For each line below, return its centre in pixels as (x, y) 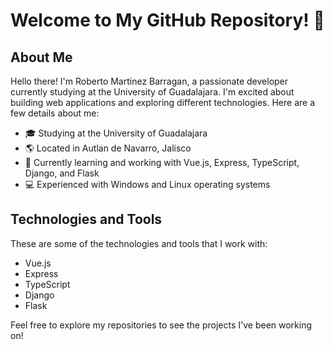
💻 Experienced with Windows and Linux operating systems (147, 184)
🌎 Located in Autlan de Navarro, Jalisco (108, 148)
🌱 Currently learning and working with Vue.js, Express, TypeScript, (162, 162)
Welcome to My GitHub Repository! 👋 (167, 20)
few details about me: (55, 113)
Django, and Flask (62, 173)
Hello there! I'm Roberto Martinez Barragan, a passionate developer (149, 81)
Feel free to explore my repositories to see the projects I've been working (161, 325)
